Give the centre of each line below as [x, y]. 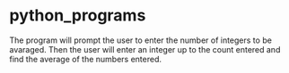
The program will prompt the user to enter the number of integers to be [140, 40]
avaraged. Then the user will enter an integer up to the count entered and [145, 49]
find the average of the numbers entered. [86, 59]
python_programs [78, 16]
